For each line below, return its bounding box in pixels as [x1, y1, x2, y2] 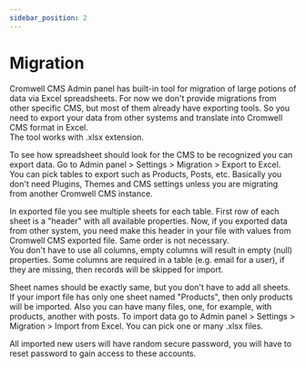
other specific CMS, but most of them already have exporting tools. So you [9, 102, 290, 113]
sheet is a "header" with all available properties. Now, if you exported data [9, 216, 289, 226]
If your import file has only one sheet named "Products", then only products [9, 291, 293, 302]
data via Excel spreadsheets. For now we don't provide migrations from [9, 92, 277, 103]
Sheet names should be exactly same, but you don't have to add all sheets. [9, 281, 291, 292]
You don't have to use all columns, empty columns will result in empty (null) [9, 244, 293, 256]
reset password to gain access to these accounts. [9, 348, 197, 359]
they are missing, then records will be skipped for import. [9, 264, 224, 275]
